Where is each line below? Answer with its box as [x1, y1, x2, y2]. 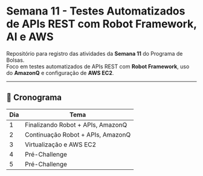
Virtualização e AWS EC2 [25, 140, 97, 149]
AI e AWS [6, 30, 54, 44]
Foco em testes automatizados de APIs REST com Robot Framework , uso [6, 62, 190, 70]
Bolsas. [6, 56, 25, 64]
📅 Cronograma [6, 93, 62, 103]
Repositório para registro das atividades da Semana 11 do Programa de [6, 50, 183, 57]
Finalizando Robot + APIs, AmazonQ [25, 120, 127, 129]
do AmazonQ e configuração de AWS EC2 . [6, 69, 114, 76]
